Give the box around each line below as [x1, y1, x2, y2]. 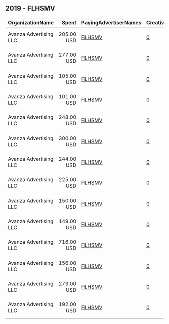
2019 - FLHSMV [5, 4, 55, 13]
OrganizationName [8, 19, 54, 26]
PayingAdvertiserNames [81, 19, 142, 26]
